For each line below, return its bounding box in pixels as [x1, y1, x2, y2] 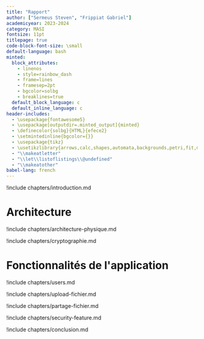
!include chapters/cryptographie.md [6, 237, 97, 245]
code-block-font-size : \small [6, 43, 83, 49]
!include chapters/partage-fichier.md [6, 302, 99, 309]
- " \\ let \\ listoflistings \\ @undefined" [12, 156, 113, 162]
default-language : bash [6, 49, 67, 55]
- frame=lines [17, 77, 53, 83]
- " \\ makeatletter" [12, 150, 61, 156]
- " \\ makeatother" [12, 162, 59, 168]
